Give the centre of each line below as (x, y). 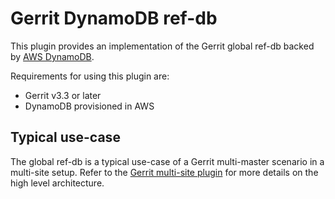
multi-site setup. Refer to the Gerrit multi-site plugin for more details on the (164, 172)
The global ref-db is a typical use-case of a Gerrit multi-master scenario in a (167, 161)
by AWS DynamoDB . (52, 56)
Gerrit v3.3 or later (63, 95)
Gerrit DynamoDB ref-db (114, 18)
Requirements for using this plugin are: (90, 76)
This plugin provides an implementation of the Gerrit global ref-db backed (162, 46)
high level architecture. (57, 183)
